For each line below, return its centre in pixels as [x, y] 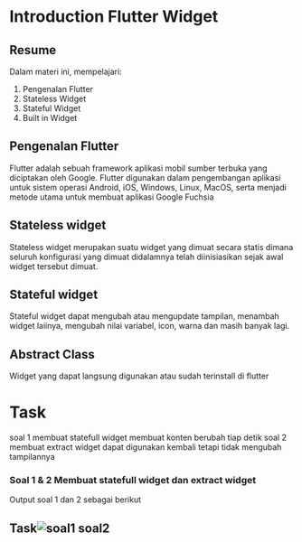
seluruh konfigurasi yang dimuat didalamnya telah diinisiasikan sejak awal [146, 257]
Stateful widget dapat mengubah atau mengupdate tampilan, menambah [145, 316]
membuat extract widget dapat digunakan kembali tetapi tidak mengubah [146, 447]
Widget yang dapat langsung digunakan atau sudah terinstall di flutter [139, 376]
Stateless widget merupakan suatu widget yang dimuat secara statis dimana [151, 247]
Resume [33, 50]
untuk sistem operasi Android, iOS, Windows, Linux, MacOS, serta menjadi [148, 187]
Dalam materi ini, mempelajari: [66, 71]
